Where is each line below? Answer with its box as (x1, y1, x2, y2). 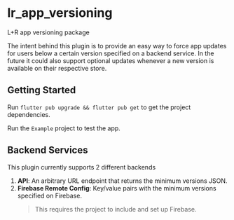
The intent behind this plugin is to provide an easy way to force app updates (7, 41, 227, 50)
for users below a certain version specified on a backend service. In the (7, 49, 214, 57)
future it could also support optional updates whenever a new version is (7, 56, 214, 64)
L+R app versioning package (7, 28, 90, 36)
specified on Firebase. (17, 191, 83, 200)
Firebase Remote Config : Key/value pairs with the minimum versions (17, 184, 216, 192)
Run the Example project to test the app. (7, 124, 121, 132)
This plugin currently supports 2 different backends (7, 163, 156, 171)
